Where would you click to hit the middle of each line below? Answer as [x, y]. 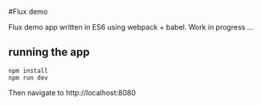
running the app [49, 52]
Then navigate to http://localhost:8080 [72, 92]
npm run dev [28, 78]
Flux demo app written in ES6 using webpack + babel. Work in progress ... [131, 27]
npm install [28, 71]
